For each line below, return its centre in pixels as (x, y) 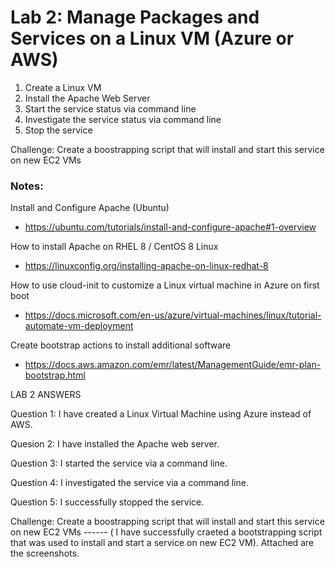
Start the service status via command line (110, 108)
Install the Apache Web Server (87, 98)
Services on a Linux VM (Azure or (152, 38)
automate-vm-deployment (79, 326)
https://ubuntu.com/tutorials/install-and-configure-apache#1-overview (170, 227)
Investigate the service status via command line (123, 119)
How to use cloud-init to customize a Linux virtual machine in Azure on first (165, 285)
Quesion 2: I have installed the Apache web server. (115, 444)
